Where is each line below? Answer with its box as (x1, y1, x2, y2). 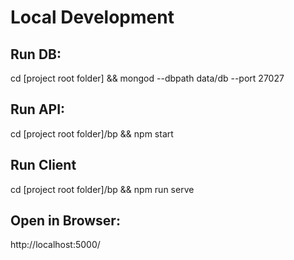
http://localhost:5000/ (10, 239, 101, 251)
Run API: (10, 101, 66, 118)
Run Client (10, 157, 77, 174)
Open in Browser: (10, 212, 121, 230)
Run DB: (10, 46, 62, 63)
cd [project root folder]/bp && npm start (10, 127, 174, 140)
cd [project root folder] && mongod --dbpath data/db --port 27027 (10, 72, 285, 84)
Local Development (10, 6, 175, 29)
